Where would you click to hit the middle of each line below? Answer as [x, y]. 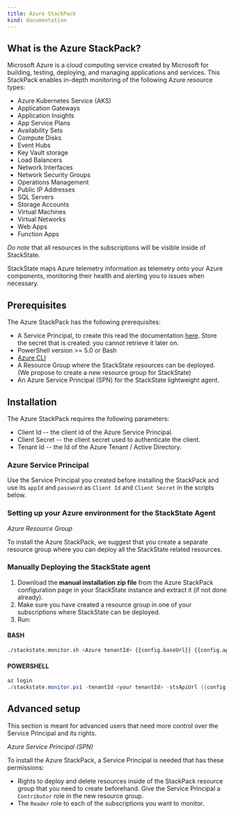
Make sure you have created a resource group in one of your [104, 604]
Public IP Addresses [46, 190]
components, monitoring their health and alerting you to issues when [106, 276]
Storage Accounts [43, 205]
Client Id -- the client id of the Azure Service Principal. [95, 432]
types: [16, 87]
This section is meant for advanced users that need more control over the [113, 725]
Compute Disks [39, 138]
